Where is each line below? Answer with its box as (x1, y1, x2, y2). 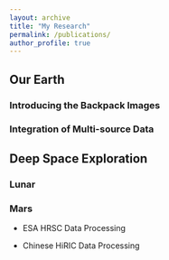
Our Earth (9, 71, 65, 87)
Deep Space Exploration (9, 151, 148, 166)
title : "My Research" (9, 22, 91, 31)
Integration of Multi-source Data (9, 123, 155, 135)
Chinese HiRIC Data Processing (22, 240, 140, 251)
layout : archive (9, 13, 70, 23)
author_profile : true (9, 38, 91, 48)
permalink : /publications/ (9, 30, 111, 39)
